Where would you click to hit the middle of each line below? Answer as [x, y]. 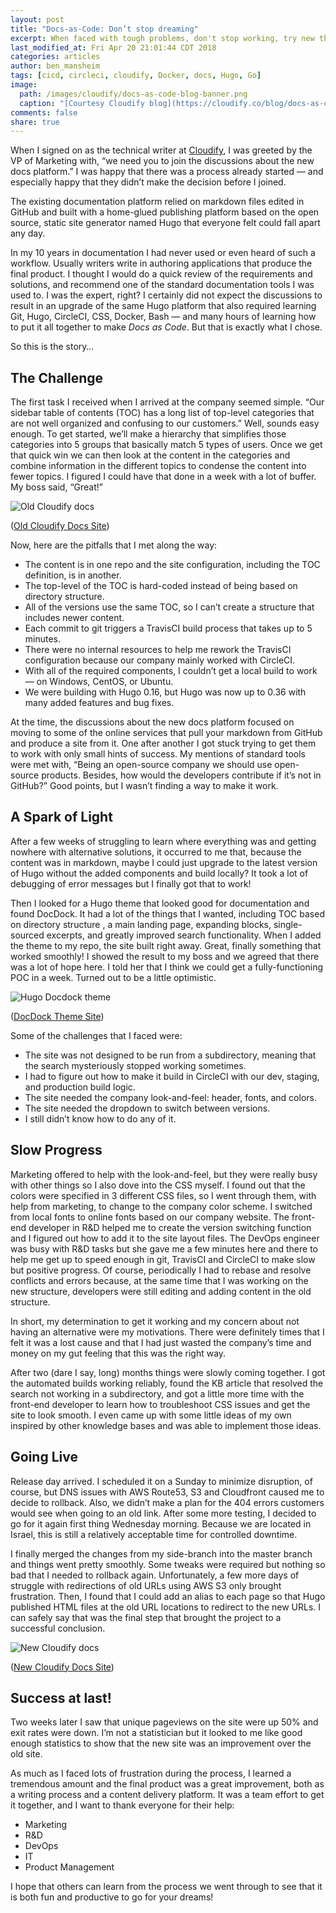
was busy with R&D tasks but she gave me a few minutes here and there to [164, 1248]
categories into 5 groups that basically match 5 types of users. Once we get [166, 445]
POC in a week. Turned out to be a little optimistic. [113, 977]
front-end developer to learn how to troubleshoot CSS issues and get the [160, 1404]
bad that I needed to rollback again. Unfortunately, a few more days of [155, 1575]
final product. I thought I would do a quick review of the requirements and [161, 274]
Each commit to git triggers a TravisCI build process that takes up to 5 [168, 628]
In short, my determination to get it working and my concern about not [155, 1321]
